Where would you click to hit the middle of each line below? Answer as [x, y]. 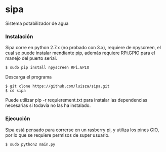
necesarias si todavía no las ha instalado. [48, 105]
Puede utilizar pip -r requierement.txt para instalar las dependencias [76, 100]
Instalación [19, 36]
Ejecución [18, 119]
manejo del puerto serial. [31, 58]
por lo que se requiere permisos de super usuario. [57, 135]
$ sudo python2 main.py [30, 144]
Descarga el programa [29, 77]
